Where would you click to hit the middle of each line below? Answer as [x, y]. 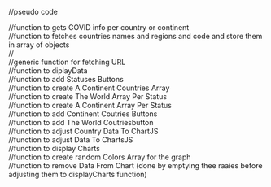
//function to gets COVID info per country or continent [99, 27]
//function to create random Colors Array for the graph [100, 157]
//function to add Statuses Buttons [66, 79]
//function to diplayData [48, 71]
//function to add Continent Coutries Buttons [83, 114]
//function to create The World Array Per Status [88, 96]
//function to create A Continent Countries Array [89, 88]
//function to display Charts [54, 148]
